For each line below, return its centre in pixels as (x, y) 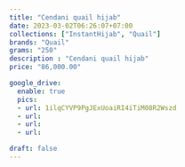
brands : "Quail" (39, 42)
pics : (28, 99)
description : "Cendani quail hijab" (79, 59)
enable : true (41, 91)
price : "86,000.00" (45, 68)
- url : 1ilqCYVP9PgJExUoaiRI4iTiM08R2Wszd (97, 107)
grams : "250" (33, 51)
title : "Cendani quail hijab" (65, 17)
